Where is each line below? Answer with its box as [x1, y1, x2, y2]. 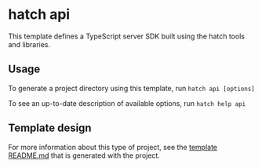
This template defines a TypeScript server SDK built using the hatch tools [8, 31, 246, 41]
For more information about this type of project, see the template [8, 142, 218, 152]
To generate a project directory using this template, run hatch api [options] [8, 83, 255, 93]
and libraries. [8, 39, 51, 49]
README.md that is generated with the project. [8, 151, 161, 160]
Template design [8, 122, 92, 135]
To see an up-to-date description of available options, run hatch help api [8, 98, 246, 108]
